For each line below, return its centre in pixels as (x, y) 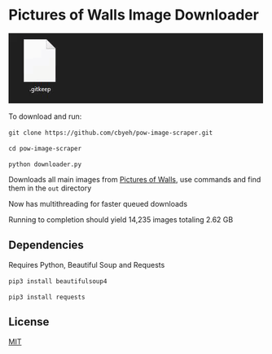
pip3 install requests (47, 297)
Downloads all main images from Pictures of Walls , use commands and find (135, 179)
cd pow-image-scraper (45, 148)
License (29, 322)
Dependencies (46, 245)
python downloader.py (45, 164)
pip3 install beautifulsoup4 (58, 281)
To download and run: (45, 116)
